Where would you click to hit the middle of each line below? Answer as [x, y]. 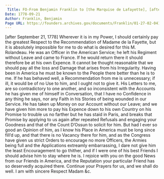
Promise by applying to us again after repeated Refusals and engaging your [81, 120]
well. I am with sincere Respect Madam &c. [48, 171]
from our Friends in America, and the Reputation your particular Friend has [80, 161]
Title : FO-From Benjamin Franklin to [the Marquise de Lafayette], [77, 9]
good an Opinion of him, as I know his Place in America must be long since [80, 130]
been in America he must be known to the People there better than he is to [80, 73]
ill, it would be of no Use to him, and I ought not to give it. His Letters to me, [81, 84]
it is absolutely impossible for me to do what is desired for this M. [71, 47]
